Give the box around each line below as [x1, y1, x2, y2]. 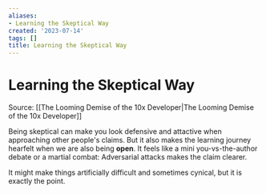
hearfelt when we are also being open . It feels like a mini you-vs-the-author [8, 143, 258, 153]
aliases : [8, 11, 38, 20]
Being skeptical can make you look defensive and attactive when [8, 127, 222, 136]
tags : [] [8, 34, 38, 42]
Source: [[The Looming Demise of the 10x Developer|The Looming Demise [8, 103, 255, 112]
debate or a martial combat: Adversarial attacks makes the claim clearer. [8, 152, 248, 162]
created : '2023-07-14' [8, 26, 84, 34]
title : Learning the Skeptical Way [8, 42, 127, 50]
